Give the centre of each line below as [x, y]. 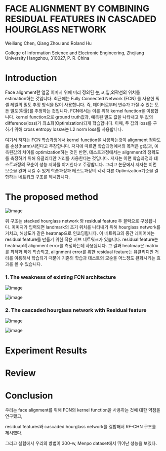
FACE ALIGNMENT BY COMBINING [77, 9]
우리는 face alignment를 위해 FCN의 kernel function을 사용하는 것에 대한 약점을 [83, 410]
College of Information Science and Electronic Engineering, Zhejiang [75, 53]
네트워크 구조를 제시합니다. [44, 177]
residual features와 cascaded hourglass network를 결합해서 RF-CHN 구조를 [81, 426]
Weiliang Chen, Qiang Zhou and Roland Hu [48, 43]
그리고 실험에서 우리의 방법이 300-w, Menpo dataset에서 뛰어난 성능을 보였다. [81, 443]
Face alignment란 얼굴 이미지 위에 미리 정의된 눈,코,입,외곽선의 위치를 [73, 92]
